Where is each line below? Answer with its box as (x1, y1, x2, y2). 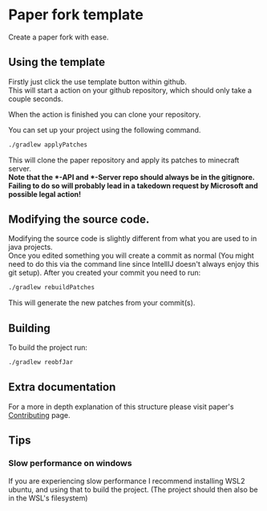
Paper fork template (8, 6, 144, 24)
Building (8, 321, 51, 335)
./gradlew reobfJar (8, 358, 74, 366)
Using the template (8, 55, 106, 69)
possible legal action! (8, 189, 82, 198)
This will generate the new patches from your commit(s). (8, 298, 196, 308)
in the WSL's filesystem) (8, 493, 88, 503)
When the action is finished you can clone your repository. (8, 109, 201, 119)
